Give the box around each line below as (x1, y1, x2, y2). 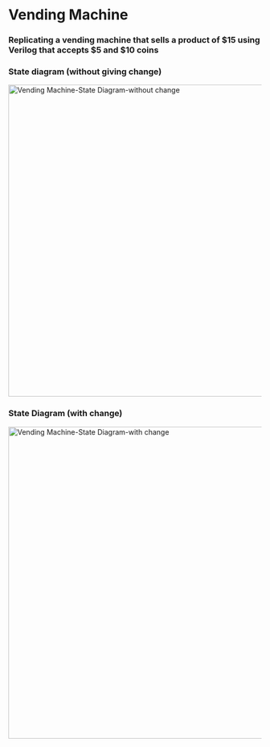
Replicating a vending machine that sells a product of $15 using (8, 35, 260, 46)
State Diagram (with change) (8, 408, 123, 419)
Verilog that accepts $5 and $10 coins (8, 44, 159, 56)
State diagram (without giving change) (8, 66, 162, 77)
